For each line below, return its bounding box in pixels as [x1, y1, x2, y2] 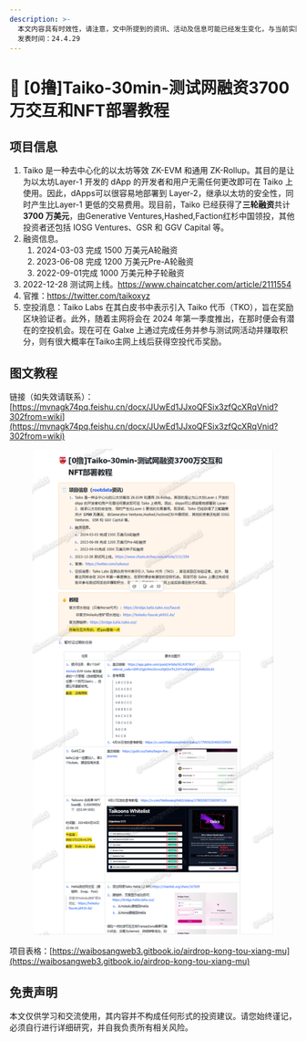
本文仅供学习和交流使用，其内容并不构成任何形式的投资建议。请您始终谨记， [9, 1010, 297, 1021]
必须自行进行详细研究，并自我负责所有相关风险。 [9, 1022, 193, 1033]
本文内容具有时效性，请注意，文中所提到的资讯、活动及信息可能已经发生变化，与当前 [17, 24, 289, 34]
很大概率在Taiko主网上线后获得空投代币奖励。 [54, 336, 227, 347]
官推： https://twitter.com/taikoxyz [22, 290, 150, 301]
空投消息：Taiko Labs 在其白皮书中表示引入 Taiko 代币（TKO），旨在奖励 [22, 302, 294, 313]
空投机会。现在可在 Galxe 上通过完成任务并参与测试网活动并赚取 [38, 325, 280, 336]
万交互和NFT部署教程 [9, 100, 170, 120]
